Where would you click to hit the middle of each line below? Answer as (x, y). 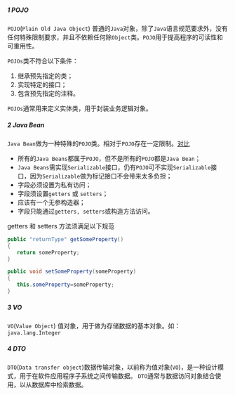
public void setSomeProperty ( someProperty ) (72, 272)
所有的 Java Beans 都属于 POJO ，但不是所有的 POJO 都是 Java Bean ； (109, 158)
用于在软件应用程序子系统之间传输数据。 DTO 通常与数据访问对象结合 (117, 375)
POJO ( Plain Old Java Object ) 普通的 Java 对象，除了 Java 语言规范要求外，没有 (117, 28)
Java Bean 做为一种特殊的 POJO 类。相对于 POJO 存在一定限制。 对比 (99, 143)
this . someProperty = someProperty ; (65, 285)
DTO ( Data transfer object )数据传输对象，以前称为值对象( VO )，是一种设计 (113, 367)
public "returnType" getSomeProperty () (66, 239)
